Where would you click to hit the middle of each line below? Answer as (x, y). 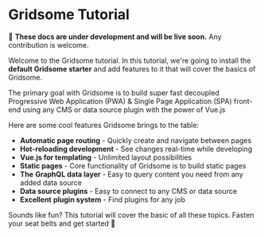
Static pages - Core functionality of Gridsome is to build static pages (133, 165)
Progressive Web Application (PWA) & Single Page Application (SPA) (120, 101)
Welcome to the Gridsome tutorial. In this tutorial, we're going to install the (130, 60)
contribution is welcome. (49, 44)
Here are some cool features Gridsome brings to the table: (104, 125)
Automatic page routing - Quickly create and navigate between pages (136, 140)
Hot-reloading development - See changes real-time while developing (136, 149)
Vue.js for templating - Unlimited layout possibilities (106, 157)
